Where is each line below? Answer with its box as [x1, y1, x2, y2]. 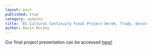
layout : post [5, 7, 32, 12]
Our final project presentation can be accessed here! [5, 39, 113, 45]
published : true [5, 12, 38, 17]
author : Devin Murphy [5, 26, 50, 31]
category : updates [5, 16, 43, 21]
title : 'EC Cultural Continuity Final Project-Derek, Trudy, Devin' [5, 21, 149, 26]
